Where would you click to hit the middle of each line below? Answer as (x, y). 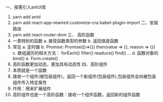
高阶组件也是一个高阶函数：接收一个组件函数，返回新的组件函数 (76, 94)
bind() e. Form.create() (35, 58)
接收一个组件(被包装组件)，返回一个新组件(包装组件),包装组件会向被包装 (84, 76)
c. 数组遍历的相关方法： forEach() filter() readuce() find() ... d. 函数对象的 (85, 53)
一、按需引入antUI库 (26, 7)
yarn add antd (26, 17)
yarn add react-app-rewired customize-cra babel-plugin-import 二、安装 (85, 23)
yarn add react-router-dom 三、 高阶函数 (53, 35)
